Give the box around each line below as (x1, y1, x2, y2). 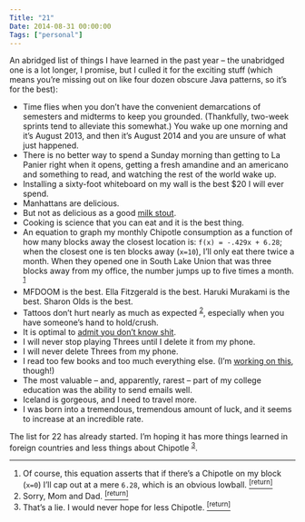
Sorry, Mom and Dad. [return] (22, 489, 129, 501)
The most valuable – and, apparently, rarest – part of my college (22, 374, 261, 386)
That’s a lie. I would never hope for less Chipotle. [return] (22, 500, 231, 513)
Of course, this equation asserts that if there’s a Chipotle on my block (22, 468, 281, 479)
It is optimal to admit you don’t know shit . (22, 326, 177, 337)
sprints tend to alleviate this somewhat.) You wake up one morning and (22, 121, 289, 132)
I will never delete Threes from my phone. (22, 346, 179, 357)
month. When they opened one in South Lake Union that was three (22, 256, 272, 267)
